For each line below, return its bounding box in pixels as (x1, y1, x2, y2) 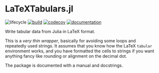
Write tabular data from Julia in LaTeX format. (5, 28, 96, 34)
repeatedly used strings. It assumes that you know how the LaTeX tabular (5, 43, 152, 49)
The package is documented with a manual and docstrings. (5, 62, 123, 68)
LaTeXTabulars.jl (5, 3, 73, 14)
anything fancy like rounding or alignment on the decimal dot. (5, 53, 127, 59)
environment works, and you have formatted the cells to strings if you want (5, 48, 155, 54)
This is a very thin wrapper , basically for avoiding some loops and (5, 37, 136, 44)
